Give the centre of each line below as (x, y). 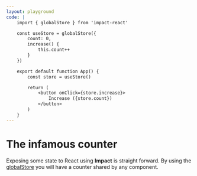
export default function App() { (58, 71)
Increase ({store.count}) (80, 99)
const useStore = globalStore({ (56, 33)
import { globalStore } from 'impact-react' (72, 22)
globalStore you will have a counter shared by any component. (82, 167)
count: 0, (39, 39)
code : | (16, 17)
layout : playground (30, 12)
